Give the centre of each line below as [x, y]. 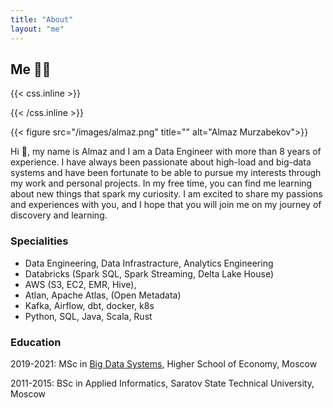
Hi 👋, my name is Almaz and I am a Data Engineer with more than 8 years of [166, 152]
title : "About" [42, 19]
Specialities [39, 241]
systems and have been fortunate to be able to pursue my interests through [166, 173]
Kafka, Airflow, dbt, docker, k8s [89, 305]
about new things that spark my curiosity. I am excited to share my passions [166, 194]
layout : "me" [37, 29]
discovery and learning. [59, 215]
